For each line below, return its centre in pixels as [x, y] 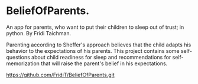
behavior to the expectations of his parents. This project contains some [93, 51]
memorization [23, 63]
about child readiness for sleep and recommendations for [101, 57]
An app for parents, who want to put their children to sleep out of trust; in [95, 27]
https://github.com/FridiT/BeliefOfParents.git [60, 75]
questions [18, 57]
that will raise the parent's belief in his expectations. [104, 63]
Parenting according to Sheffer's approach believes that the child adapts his [99, 45]
